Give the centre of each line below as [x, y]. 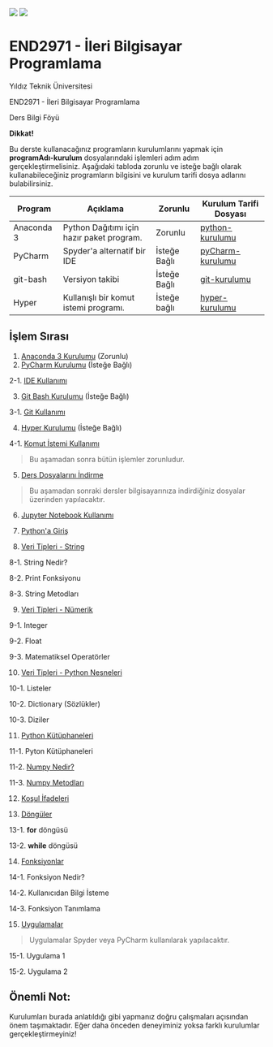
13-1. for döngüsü [38, 829]
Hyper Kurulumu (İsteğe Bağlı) [71, 427]
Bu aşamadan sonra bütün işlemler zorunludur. [107, 459]
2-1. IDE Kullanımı [38, 380]
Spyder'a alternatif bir [105, 250]
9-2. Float [26, 641]
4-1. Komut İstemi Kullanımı [54, 443]
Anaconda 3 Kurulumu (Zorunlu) [75, 356]
